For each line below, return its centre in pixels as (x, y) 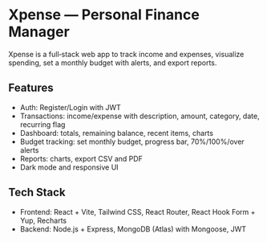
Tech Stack (37, 193)
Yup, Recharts (43, 220)
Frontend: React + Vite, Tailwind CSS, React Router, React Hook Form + (138, 211)
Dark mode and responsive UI (69, 167)
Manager (39, 32)
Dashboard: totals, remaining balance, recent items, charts (117, 133)
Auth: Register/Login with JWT (71, 107)
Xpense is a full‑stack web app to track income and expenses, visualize (126, 54)
